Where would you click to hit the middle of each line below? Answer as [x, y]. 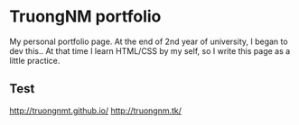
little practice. [35, 60]
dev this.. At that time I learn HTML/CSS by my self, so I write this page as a [150, 50]
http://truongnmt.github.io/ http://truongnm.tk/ [96, 111]
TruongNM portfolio [85, 17]
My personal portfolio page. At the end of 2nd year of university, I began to [149, 41]
